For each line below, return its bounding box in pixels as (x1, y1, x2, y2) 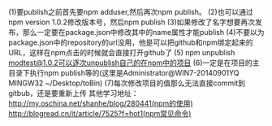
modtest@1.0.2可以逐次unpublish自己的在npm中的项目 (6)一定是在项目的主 (8, 58, 260, 67)
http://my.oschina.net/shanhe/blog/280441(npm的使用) (8, 98, 193, 108)
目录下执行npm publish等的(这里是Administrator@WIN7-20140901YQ (8, 68, 240, 77)
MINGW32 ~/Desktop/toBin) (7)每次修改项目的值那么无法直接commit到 (8, 78, 246, 88)
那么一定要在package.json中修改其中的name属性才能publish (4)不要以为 (22, 28, 265, 37)
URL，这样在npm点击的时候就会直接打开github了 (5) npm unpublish (8, 48, 235, 57)
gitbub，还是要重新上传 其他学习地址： (8, 89, 139, 98)
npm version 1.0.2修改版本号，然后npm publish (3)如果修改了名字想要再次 (8, 17, 256, 27)
